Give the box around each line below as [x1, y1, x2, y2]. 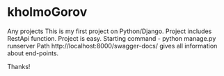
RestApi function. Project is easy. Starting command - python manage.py [7, 34, 216, 42]
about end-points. [7, 49, 59, 57]
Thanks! [7, 62, 31, 70]
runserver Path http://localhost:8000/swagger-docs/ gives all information [7, 41, 218, 50]
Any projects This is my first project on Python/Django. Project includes [7, 27, 212, 35]
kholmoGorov [7, 4, 88, 20]
